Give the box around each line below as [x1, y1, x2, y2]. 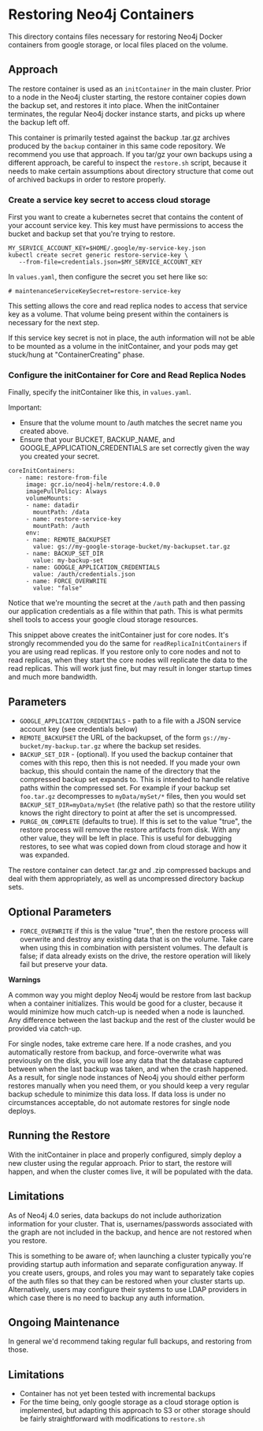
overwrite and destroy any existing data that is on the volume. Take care [19, 934, 254, 944]
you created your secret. [19, 451, 100, 461]
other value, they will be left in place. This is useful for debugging [19, 834, 232, 843]
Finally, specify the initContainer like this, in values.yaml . [8, 388, 191, 397]
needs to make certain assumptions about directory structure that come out [8, 166, 254, 175]
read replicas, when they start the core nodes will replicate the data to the [8, 655, 248, 665]
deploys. [8, 1106, 37, 1115]
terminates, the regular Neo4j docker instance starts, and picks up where [8, 109, 246, 118]
